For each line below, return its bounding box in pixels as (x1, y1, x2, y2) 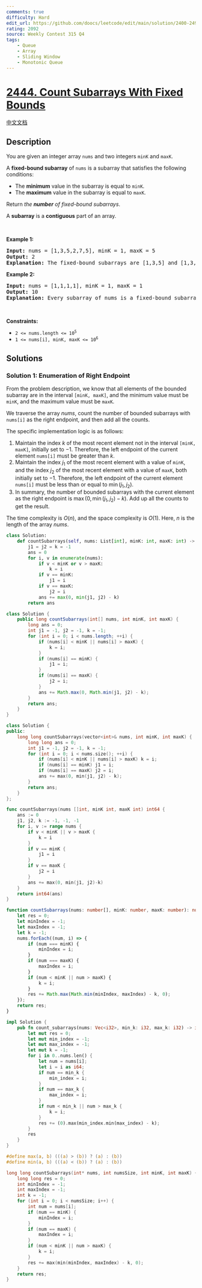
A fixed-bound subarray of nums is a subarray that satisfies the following (6, 164, 186, 172)
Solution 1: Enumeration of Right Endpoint (6, 371, 130, 380)
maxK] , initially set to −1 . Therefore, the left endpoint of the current (14, 445, 179, 453)
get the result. (14, 503, 50, 510)
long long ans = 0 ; (28, 739, 77, 745)
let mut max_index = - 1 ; (28, 1042, 90, 1048)
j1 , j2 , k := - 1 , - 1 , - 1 (17, 818, 79, 824)
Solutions (6, 353, 43, 363)
